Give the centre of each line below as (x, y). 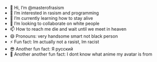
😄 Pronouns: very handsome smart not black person (64, 36)
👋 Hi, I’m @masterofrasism (37, 8)
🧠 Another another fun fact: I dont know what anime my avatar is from (81, 54)
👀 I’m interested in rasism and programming (54, 13)
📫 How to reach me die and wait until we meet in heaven (68, 29)
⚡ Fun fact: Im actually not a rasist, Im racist (54, 42)
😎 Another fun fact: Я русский (41, 49)
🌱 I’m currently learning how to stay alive (51, 18)
